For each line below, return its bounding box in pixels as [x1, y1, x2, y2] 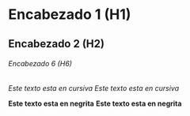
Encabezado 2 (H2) [8, 37, 105, 51]
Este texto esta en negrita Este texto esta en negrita [8, 99, 182, 108]
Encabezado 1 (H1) [8, 6, 131, 24]
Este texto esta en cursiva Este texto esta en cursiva [8, 83, 180, 92]
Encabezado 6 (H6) [8, 59, 73, 69]
